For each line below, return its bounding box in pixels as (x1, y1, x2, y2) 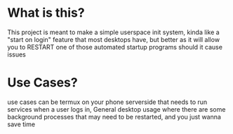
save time (7, 120, 36, 128)
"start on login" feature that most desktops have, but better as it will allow (7, 35, 220, 43)
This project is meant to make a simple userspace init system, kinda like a (7, 28, 220, 36)
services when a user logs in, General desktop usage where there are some (7, 105, 226, 113)
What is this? (7, 5, 86, 21)
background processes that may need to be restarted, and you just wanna (7, 112, 221, 121)
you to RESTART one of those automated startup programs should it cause (7, 43, 223, 51)
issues (7, 50, 26, 59)
